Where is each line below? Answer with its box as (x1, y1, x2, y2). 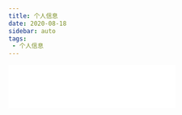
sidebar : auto (8, 27, 57, 35)
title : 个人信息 (8, 11, 58, 20)
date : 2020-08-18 (8, 19, 67, 28)
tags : (8, 34, 27, 43)
